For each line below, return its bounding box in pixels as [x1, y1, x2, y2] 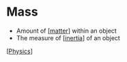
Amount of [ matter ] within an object [16, 27, 117, 35]
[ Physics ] [6, 47, 33, 55]
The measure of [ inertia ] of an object [16, 33, 120, 42]
